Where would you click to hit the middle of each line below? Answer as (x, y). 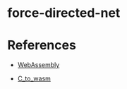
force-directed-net (64, 13)
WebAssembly (38, 65)
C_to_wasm (34, 78)
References (42, 46)
